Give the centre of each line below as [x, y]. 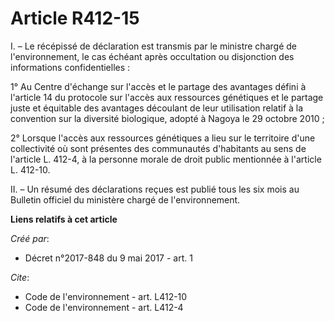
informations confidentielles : [70, 67]
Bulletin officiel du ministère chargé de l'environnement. [125, 199]
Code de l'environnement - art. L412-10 [106, 296]
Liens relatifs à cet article [64, 219]
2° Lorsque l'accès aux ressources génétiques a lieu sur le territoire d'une [163, 138]
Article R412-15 [75, 18]
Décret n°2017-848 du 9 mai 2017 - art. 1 [108, 258]
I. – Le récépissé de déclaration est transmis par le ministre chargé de [153, 46]
